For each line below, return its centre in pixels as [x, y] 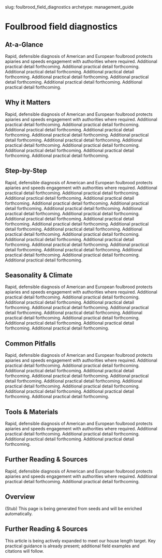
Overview [20, 497]
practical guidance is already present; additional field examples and [72, 546]
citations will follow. [24, 551]
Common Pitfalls [30, 343]
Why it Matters [28, 102]
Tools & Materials [32, 412]
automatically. [19, 514]
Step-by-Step [26, 171]
